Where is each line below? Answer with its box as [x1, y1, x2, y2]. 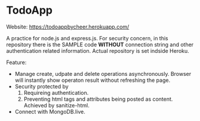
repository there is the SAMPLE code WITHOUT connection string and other [6, 41, 194, 48]
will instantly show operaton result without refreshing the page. [14, 77, 171, 84]
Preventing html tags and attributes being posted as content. [23, 95, 173, 103]
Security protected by [14, 82, 69, 90]
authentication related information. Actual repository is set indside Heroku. [6, 47, 189, 54]
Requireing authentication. [23, 89, 89, 96]
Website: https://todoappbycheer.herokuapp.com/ [6, 23, 130, 30]
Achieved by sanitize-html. [23, 101, 90, 109]
